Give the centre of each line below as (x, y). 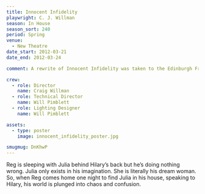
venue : (15, 40)
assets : (16, 125)
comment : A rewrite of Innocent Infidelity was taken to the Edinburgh (99, 69)
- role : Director (34, 85)
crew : (13, 80)
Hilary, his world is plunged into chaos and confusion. (74, 184)
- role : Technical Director (48, 97)
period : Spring (26, 35)
